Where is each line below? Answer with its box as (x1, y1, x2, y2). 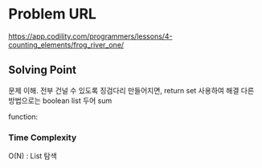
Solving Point (8, 64, 76, 77)
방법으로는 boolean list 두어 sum (8, 96, 113, 105)
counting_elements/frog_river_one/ (8, 39, 125, 49)
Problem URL (8, 5, 96, 23)
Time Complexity (8, 132, 77, 143)
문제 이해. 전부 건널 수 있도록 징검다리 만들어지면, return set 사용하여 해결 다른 (8, 85, 255, 95)
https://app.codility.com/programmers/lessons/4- (8, 31, 173, 41)
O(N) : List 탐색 (8, 151, 58, 161)
